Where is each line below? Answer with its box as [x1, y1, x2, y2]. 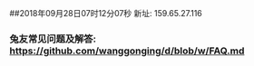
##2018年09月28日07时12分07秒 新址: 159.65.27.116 [9, 8, 202, 18]
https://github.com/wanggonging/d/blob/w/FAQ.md [9, 44, 245, 57]
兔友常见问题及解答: [9, 33, 97, 45]
